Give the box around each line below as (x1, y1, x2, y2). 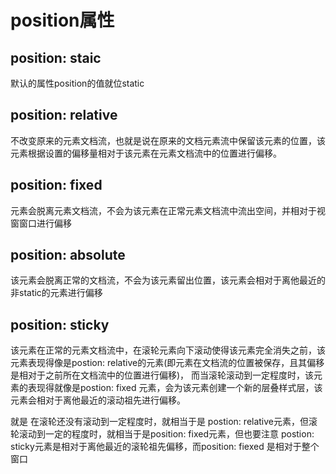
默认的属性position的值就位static (10, 77, 145, 89)
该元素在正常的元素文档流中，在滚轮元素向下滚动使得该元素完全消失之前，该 (10, 344, 326, 356)
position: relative (10, 107, 118, 124)
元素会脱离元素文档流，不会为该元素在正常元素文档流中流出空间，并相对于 (10, 204, 317, 216)
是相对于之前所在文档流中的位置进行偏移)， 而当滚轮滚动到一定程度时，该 (10, 369, 315, 381)
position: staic (10, 49, 102, 66)
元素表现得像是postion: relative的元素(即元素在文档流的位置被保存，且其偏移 (10, 357, 325, 369)
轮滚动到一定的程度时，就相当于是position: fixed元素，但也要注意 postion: (10, 428, 315, 440)
